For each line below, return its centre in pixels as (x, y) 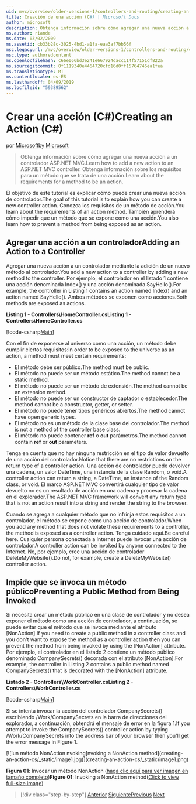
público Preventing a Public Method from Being (93, 592)
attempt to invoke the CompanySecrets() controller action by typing (87, 730)
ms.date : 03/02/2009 (31, 39)
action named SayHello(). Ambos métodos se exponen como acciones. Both (97, 297)
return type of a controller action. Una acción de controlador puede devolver (98, 466)
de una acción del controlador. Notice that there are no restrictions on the (94, 459)
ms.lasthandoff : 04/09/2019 (40, 83)
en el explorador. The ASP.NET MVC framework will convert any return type (96, 497)
